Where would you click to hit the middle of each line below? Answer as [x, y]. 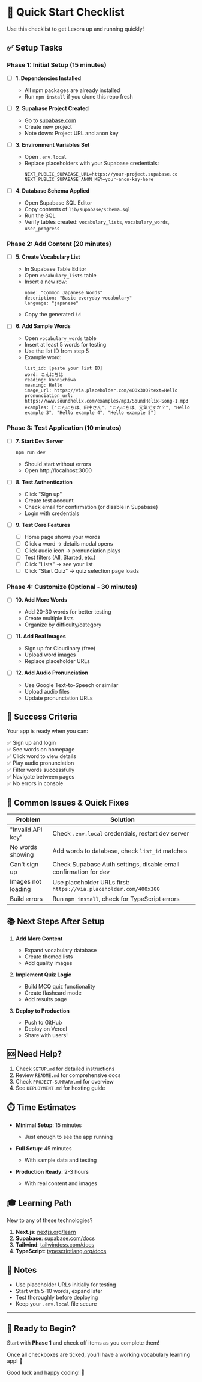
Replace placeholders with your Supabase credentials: [92, 163]
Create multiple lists [49, 619]
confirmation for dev [81, 872]
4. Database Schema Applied [52, 190]
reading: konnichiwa [50, 380]
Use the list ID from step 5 [57, 351]
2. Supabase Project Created [52, 108]
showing [22, 855]
